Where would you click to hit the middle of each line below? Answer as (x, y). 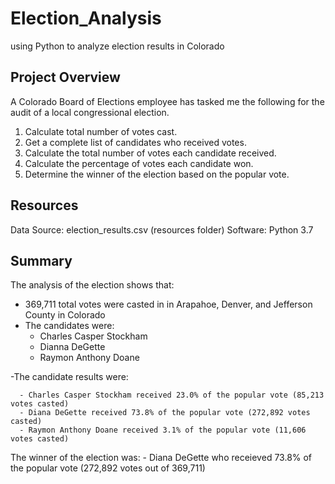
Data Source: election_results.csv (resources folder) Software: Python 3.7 (162, 229)
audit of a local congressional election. (90, 112)
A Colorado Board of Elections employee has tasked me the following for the (167, 101)
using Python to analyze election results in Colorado (117, 46)
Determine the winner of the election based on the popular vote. (157, 174)
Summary (41, 260)
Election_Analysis (86, 18)
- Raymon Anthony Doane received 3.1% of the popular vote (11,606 (163, 430)
